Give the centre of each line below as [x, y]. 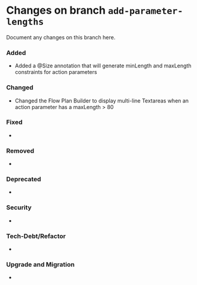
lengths [25, 22]
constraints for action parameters [56, 72]
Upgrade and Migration [40, 264]
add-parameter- [145, 11]
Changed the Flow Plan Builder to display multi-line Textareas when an [102, 100]
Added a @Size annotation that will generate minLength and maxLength [103, 66]
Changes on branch [56, 10]
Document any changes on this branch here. [61, 37]
